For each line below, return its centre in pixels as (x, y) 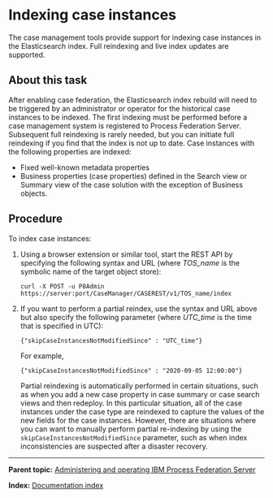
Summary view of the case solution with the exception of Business (132, 184)
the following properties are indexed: (70, 151)
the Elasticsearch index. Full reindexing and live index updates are (119, 45)
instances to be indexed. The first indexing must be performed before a (128, 117)
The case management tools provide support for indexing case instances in (135, 37)
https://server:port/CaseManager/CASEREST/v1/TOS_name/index (126, 293)
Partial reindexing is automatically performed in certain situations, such (139, 385)
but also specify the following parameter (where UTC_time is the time (136, 317)
